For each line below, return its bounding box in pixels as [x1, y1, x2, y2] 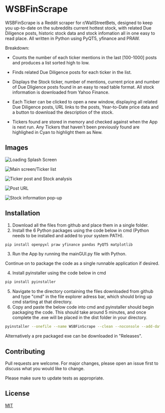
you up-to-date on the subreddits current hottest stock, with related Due [5, 25, 152, 31]
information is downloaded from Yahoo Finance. [12, 89, 110, 95]
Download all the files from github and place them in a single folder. [12, 222, 149, 228]
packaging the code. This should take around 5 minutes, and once [12, 309, 146, 316]
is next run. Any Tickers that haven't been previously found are [12, 124, 140, 130]
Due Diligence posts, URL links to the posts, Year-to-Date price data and [12, 104, 159, 110]
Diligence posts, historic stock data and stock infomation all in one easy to [5, 30, 156, 36]
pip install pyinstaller [5, 280, 56, 285]
